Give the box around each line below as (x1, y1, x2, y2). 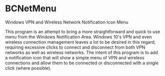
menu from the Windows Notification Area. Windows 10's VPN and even (5, 34, 152, 40)
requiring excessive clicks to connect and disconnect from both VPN (5, 44, 145, 50)
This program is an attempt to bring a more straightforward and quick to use (5, 28, 160, 34)
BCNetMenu (5, 3, 57, 14)
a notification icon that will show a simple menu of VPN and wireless (5, 54, 145, 60)
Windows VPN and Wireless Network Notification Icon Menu (5, 19, 129, 25)
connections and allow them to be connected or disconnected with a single (5, 60, 159, 66)
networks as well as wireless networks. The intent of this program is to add (5, 50, 159, 55)
